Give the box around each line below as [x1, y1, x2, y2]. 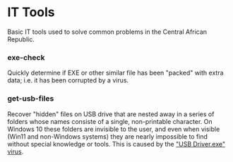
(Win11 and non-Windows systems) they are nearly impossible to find [7, 132, 208, 141]
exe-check [7, 52, 45, 62]
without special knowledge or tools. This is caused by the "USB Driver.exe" [7, 139, 226, 148]
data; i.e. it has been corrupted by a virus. [7, 76, 129, 85]
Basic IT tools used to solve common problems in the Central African [7, 27, 207, 36]
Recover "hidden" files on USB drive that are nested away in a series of [7, 110, 215, 118]
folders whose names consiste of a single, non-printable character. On [7, 117, 213, 125]
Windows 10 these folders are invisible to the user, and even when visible [7, 125, 220, 133]
